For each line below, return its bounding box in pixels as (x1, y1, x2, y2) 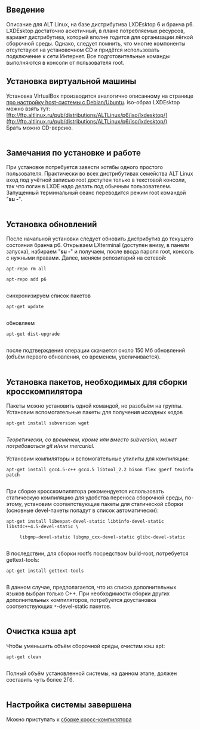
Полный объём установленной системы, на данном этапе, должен (6, 670, 177, 677)
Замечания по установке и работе (6, 148, 141, 158)
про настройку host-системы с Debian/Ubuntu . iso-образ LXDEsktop (6, 98, 180, 106)
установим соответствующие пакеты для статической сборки (24, 501, 183, 508)
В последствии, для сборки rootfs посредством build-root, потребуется (6, 550, 189, 557)
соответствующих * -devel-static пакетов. (6, 603, 112, 610)
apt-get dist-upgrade (6, 331, 60, 338)
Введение (6, 5, 45, 15)
